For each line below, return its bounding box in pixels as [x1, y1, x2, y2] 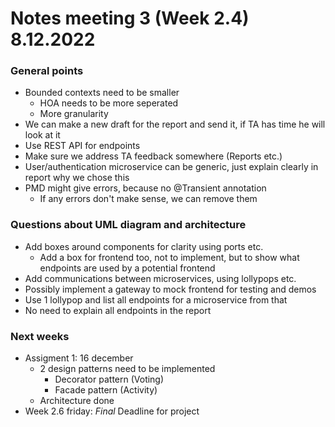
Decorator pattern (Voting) [54, 373, 165, 386]
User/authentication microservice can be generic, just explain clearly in [24, 161, 319, 173]
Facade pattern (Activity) [54, 384, 158, 396]
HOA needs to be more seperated [39, 97, 179, 109]
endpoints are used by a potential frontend [39, 262, 216, 274]
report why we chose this [24, 172, 130, 184]
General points [10, 64, 84, 78]
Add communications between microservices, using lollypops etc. [24, 272, 297, 284]
